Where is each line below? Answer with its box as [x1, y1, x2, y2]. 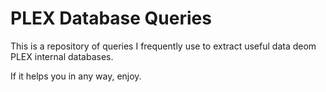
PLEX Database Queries [10, 7, 212, 30]
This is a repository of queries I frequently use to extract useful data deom [10, 40, 317, 52]
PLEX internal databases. [10, 50, 114, 62]
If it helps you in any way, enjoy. [10, 70, 142, 82]
